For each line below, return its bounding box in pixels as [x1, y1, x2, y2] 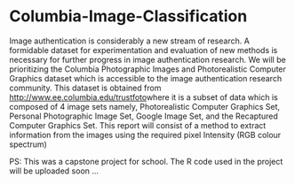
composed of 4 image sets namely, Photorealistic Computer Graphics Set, [9, 101, 281, 112]
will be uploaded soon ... [9, 166, 100, 176]
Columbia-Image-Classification [9, 6, 248, 27]
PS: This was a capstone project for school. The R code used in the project [9, 156, 283, 166]
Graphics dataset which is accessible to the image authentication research [9, 73, 283, 83]
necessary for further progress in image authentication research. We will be [9, 54, 286, 65]
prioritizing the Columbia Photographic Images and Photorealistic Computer [9, 64, 287, 74]
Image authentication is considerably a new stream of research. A [9, 35, 251, 46]
